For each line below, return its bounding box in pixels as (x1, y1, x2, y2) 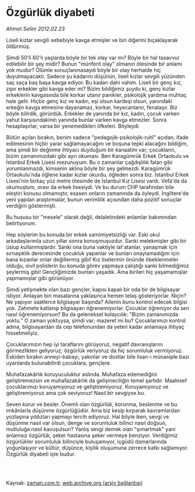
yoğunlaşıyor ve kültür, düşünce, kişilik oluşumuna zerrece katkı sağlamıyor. (6, 444, 189, 451)
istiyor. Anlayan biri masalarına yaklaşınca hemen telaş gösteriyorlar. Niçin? (6, 292, 187, 299)
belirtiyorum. (6, 219, 37, 226)
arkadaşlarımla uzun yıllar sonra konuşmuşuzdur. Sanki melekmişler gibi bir (6, 237, 187, 244)
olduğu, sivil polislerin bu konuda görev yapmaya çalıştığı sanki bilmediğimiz (6, 262, 190, 269)
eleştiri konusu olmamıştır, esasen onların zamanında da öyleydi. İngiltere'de (6, 190, 189, 197)
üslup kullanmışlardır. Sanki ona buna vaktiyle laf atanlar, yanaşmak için (6, 243, 178, 250)
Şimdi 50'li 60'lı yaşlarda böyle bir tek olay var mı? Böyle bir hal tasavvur (6, 54, 180, 61)
